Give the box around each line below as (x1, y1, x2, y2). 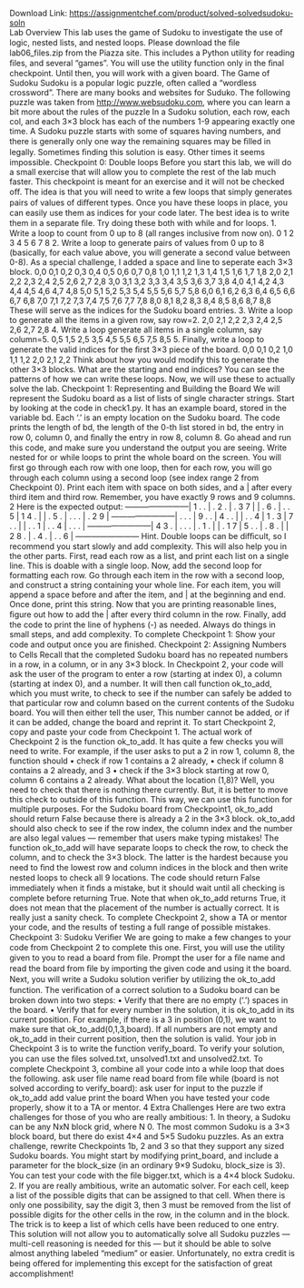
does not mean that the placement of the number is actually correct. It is (9, 902, 279, 913)
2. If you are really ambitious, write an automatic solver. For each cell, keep (9, 1180, 289, 1191)
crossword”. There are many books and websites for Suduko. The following (9, 87, 290, 98)
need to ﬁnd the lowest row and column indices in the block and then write (9, 862, 289, 872)
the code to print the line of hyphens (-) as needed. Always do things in (9, 619, 277, 630)
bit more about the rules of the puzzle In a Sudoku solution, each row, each (9, 106, 290, 117)
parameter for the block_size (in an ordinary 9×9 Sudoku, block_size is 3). (9, 1160, 286, 1170)
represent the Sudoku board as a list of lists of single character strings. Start (9, 393, 295, 403)
